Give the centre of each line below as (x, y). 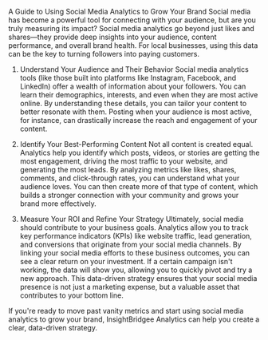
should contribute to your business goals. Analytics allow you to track (134, 227)
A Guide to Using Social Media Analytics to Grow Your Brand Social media (130, 12)
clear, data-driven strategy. (53, 328)
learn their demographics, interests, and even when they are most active (139, 95)
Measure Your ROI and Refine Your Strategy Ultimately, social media (132, 219)
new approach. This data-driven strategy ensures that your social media (138, 278)
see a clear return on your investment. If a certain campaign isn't (126, 261)
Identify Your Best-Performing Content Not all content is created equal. (136, 144)
